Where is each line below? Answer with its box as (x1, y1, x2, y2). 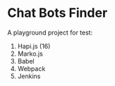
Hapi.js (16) (17, 42, 51, 50)
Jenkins (17, 72, 41, 80)
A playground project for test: (7, 28, 93, 37)
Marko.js (17, 49, 44, 58)
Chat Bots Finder (7, 5, 108, 21)
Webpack (17, 64, 46, 73)
